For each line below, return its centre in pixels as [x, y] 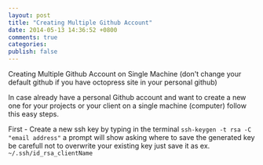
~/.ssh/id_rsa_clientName [50, 153]
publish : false [33, 52]
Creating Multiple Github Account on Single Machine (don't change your [125, 74]
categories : [27, 45]
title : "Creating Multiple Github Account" [80, 23]
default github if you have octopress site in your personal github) [113, 82]
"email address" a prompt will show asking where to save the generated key [131, 137]
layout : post [29, 15]
